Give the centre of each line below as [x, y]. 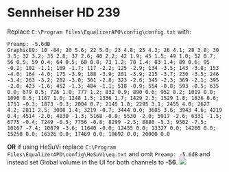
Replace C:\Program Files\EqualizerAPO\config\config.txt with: [99, 32]
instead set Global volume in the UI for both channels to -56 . [93, 162]
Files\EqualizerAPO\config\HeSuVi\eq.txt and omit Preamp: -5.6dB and [109, 154]
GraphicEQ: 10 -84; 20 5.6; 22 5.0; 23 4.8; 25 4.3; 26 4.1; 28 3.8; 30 [113, 50]
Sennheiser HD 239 [64, 13]
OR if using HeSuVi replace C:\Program [62, 147]
